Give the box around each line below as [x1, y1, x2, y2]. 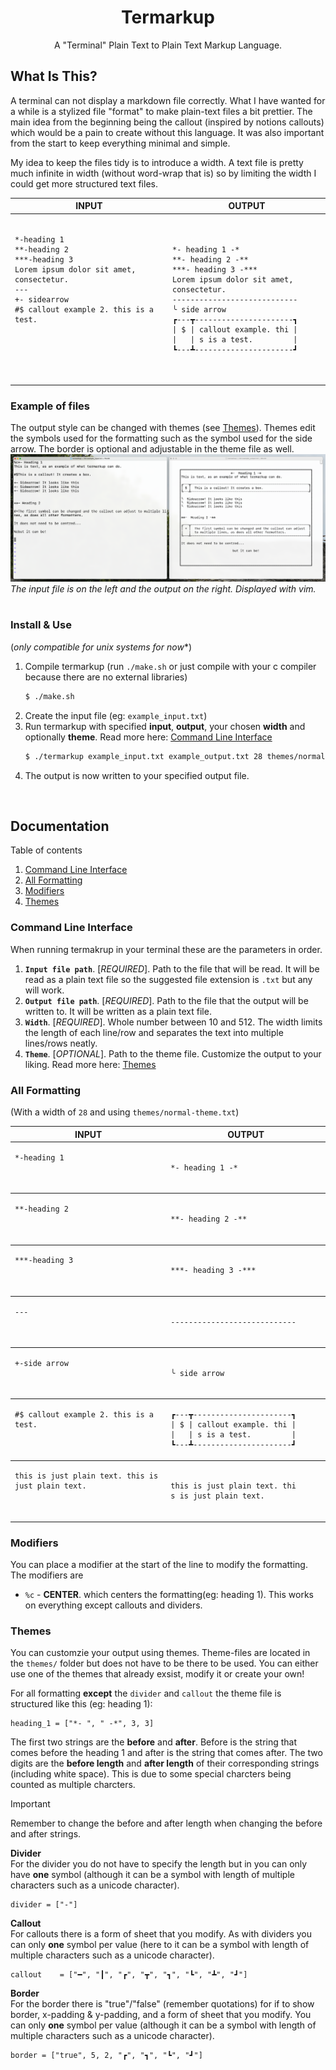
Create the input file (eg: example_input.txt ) [24, 709, 208, 721]
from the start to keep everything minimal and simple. [10, 137, 231, 149]
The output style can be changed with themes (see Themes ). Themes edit [10, 422, 316, 434]
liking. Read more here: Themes [24, 1058, 157, 1070]
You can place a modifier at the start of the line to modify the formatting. [10, 1559, 308, 1571]
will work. [24, 984, 65, 996]
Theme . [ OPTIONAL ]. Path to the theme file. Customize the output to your [24, 1047, 322, 1060]
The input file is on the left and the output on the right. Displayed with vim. [10, 582, 317, 595]
